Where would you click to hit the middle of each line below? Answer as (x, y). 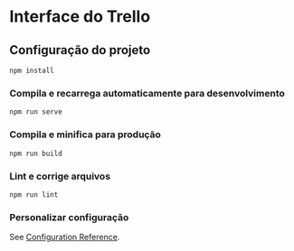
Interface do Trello (80, 17)
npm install (32, 70)
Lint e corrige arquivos (60, 176)
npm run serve (36, 112)
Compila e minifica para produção (85, 135)
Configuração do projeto (80, 50)
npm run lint (34, 195)
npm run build (36, 153)
